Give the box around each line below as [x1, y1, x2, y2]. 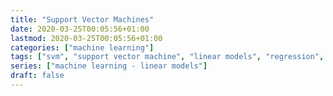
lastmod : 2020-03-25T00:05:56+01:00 [10, 33, 163, 43]
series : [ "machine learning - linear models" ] [10, 61, 208, 71]
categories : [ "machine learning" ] [10, 42, 155, 53]
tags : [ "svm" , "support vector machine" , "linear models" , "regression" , [10, 52, 325, 62]
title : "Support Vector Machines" [10, 14, 155, 25]
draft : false [10, 71, 65, 81]
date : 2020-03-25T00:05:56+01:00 [10, 24, 150, 34]
